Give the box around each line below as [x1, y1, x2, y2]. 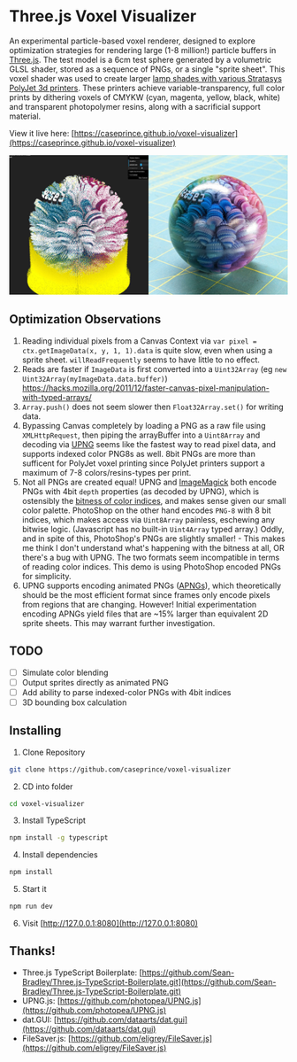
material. [9, 111, 42, 121]
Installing [9, 724, 62, 739]
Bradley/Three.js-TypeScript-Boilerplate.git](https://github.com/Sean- [21, 976, 277, 987]
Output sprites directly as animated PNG [21, 677, 170, 687]
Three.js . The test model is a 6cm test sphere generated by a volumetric [9, 54, 272, 65]
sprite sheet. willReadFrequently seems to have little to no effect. [21, 354, 261, 365]
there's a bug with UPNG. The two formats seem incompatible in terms [21, 552, 280, 562]
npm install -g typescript [9, 833, 109, 842]
